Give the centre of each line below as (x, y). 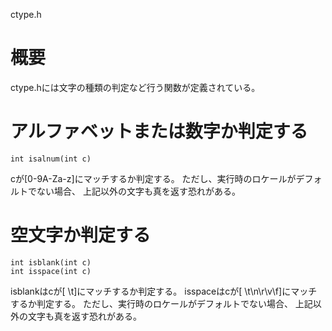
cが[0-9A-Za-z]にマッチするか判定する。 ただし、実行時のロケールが (153, 178)
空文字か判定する (81, 235)
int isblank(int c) (51, 262)
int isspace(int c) (51, 271)
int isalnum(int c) (51, 159)
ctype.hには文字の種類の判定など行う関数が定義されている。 (135, 87)
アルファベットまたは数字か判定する (159, 131)
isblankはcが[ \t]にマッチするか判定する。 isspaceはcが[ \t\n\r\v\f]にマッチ (164, 291)
